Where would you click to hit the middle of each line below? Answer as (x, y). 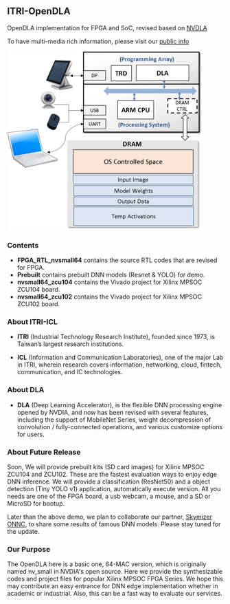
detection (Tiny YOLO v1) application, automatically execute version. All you (114, 489)
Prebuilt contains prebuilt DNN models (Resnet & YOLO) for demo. (111, 275)
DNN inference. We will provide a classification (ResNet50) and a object (109, 482)
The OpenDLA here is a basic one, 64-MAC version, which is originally (107, 564)
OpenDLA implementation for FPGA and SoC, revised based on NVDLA (107, 28)
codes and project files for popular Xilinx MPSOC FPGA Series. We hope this (115, 579)
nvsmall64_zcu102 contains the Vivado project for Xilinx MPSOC (110, 297)
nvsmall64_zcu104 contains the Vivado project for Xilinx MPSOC (110, 282)
